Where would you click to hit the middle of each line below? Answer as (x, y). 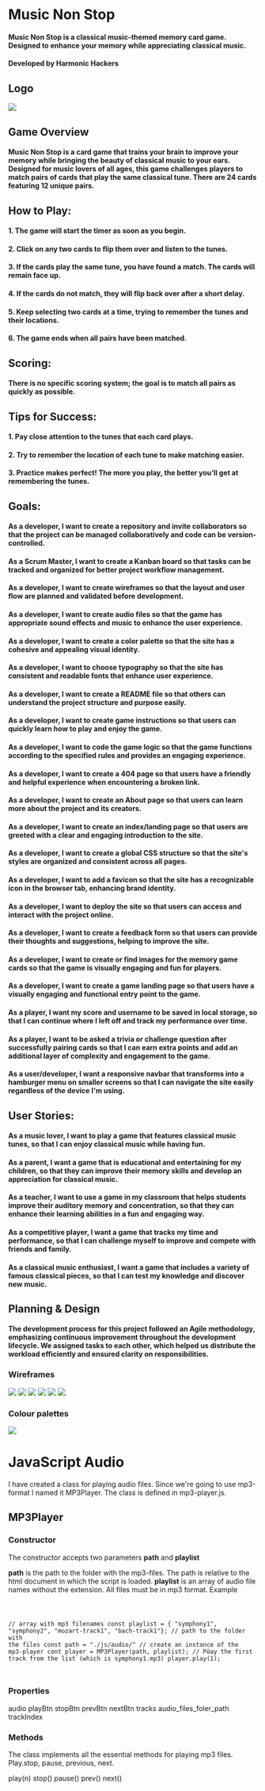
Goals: (25, 506)
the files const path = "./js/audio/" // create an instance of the (123, 1644)
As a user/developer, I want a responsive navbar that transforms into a (126, 1074)
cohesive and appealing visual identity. (74, 649)
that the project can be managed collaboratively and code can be (117, 535)
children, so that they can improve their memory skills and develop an (125, 1171)
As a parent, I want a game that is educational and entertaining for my (125, 1162)
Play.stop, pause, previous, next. (61, 1763)
